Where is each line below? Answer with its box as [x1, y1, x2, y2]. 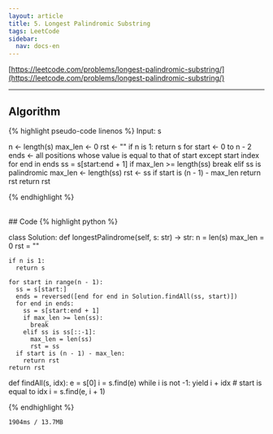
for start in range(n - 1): [8, 278, 104, 286]
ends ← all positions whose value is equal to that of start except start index [8, 150, 260, 160]
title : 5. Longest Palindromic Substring [8, 20, 151, 28]
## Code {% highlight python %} [8, 217, 118, 226]
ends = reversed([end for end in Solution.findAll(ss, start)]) [15, 292, 238, 300]
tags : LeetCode [8, 27, 60, 35]
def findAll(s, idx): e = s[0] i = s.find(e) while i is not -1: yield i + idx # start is [8, 378, 262, 388]
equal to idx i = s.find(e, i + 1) [8, 386, 106, 396]
